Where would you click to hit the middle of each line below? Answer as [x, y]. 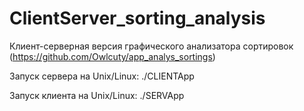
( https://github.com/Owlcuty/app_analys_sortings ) [112, 56]
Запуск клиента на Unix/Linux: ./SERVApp [97, 95]
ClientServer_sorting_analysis [137, 18]
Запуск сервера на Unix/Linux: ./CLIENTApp [102, 76]
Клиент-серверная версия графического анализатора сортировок [151, 46]
